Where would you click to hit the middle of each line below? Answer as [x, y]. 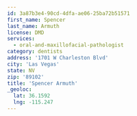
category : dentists [35, 52]
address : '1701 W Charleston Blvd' [58, 58]
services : [21, 39]
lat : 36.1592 [32, 96]
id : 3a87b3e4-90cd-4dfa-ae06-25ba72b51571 [68, 13]
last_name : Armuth [33, 26]
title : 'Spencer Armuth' [42, 83]
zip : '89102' [26, 77]
